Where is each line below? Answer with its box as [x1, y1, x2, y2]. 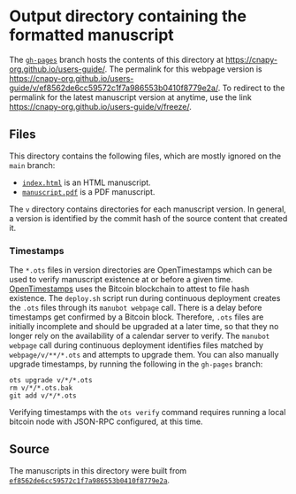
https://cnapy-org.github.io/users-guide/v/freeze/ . [9, 101, 192, 112]
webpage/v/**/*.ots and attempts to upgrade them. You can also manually [9, 350, 279, 360]
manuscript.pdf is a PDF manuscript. [21, 186, 156, 197]
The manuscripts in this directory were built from [9, 465, 187, 475]
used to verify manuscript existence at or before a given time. [9, 274, 234, 285]
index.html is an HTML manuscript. [21, 177, 152, 188]
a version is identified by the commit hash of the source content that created [9, 212, 288, 223]
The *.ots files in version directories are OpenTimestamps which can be [9, 265, 272, 275]
